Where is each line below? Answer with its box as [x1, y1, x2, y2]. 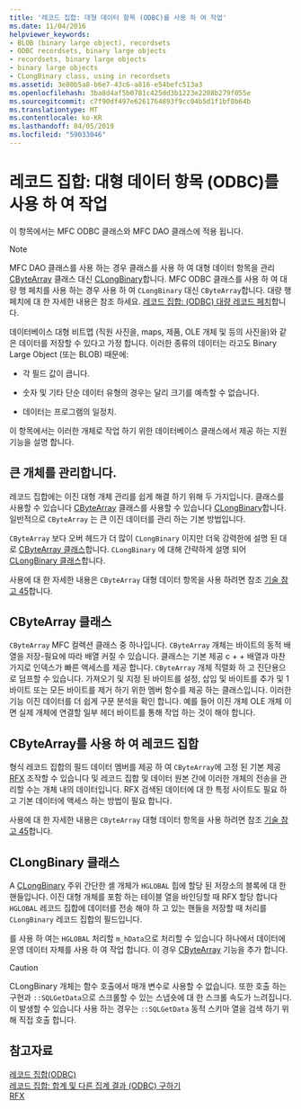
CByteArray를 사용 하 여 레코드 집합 [9, 736, 199, 751]
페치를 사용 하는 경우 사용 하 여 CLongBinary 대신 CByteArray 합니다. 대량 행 [28, 284, 292, 295]
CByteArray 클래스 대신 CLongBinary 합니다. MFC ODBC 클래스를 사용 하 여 [9, 273, 279, 284]
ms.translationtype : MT [9, 105, 99, 114]
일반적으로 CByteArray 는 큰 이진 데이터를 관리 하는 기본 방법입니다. [9, 514, 246, 524]
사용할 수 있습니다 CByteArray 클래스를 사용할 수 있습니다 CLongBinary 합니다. [9, 502, 287, 513]
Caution [9, 962, 39, 973]
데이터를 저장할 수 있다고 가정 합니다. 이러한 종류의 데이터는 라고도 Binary [18, 337, 277, 348]
